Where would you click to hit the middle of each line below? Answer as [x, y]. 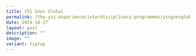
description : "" [26, 33]
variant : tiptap [26, 44]
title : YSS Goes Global [35, 11]
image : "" [18, 38]
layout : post [22, 28]
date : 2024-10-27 [27, 22]
